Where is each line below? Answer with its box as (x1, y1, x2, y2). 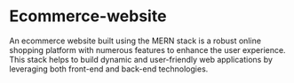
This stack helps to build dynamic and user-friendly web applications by (9, 54, 274, 64)
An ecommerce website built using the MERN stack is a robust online (9, 35, 262, 46)
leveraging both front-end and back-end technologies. (9, 64, 209, 74)
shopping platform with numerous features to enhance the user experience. (9, 44, 286, 55)
